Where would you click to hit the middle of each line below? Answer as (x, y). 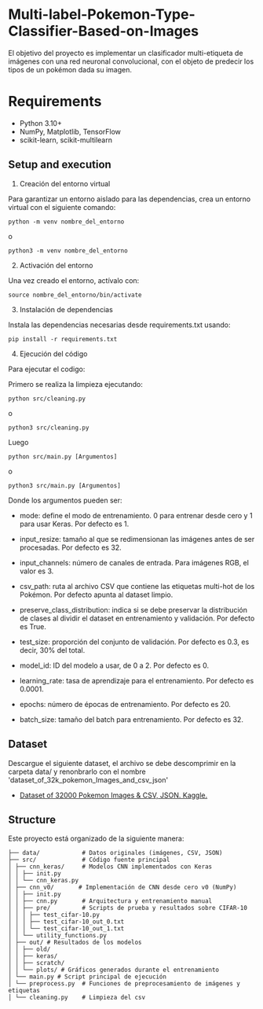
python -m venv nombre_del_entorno (66, 222)
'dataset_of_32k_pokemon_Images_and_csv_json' (88, 779)
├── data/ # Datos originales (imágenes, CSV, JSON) (115, 853)
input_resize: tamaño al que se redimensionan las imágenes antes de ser (137, 539)
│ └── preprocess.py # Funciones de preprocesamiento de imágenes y (124, 984)
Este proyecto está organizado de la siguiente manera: (96, 838)
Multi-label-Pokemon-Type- (102, 15)
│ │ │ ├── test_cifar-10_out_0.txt (66, 922)
